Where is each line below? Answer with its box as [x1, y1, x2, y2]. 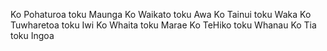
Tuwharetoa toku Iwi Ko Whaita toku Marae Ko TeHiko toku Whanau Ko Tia [10, 19, 317, 31]
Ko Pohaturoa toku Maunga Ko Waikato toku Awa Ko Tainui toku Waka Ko [10, 9, 312, 20]
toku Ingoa [10, 30, 55, 41]
